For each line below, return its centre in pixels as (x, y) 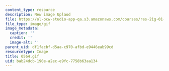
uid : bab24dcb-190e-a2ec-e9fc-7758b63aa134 (52, 61)
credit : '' (21, 38)
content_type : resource (30, 10)
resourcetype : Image (27, 51)
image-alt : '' (24, 42)
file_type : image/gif (28, 24)
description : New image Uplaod (38, 14)
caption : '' (22, 33)
